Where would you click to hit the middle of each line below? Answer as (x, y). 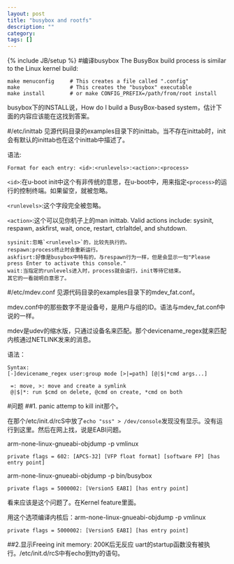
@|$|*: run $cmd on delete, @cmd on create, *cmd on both (96, 392)
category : (22, 33)
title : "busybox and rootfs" (50, 20)
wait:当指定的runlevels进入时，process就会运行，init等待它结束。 (96, 271)
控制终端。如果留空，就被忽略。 (65, 191)
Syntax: (19, 368)
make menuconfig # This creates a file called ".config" (98, 81)
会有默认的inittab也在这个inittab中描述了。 (68, 140)
